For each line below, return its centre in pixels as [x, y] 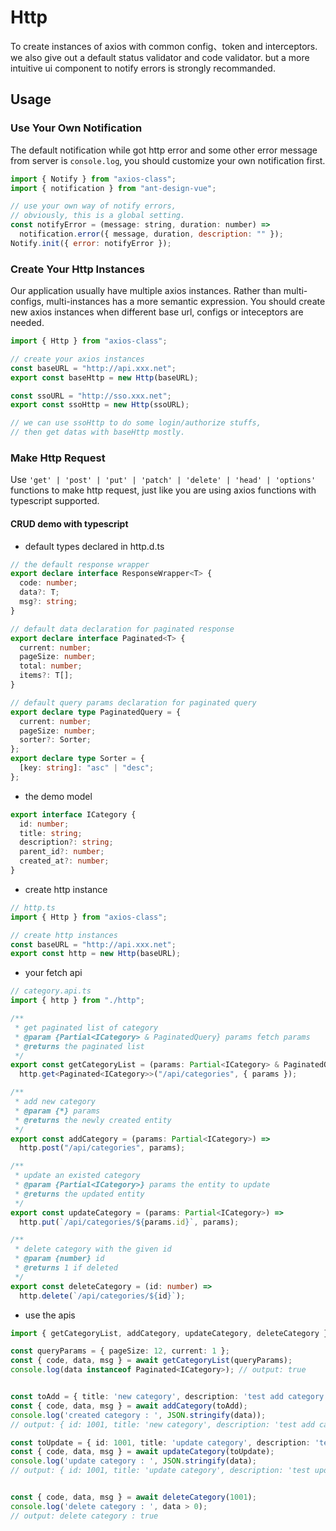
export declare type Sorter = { [77, 759]
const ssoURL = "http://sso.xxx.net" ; [91, 396]
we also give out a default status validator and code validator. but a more [160, 57]
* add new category [55, 1102]
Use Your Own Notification [76, 128]
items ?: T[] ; [46, 676]
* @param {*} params [57, 1111]
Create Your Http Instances [77, 269]
